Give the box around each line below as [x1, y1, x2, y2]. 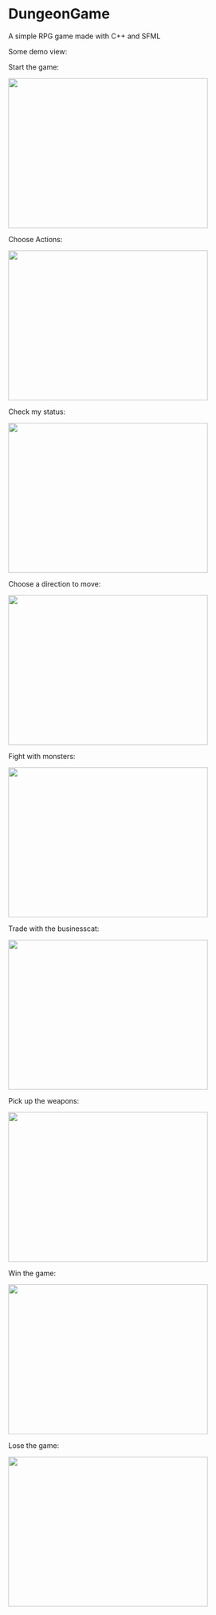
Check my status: [8, 407, 66, 416]
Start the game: [8, 62, 60, 72]
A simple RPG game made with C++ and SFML [8, 31, 161, 41]
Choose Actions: [8, 234, 63, 244]
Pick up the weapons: [8, 1096, 80, 1105]
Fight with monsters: [8, 751, 76, 761]
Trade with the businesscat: [8, 924, 100, 933]
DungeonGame [8, 5, 110, 23]
